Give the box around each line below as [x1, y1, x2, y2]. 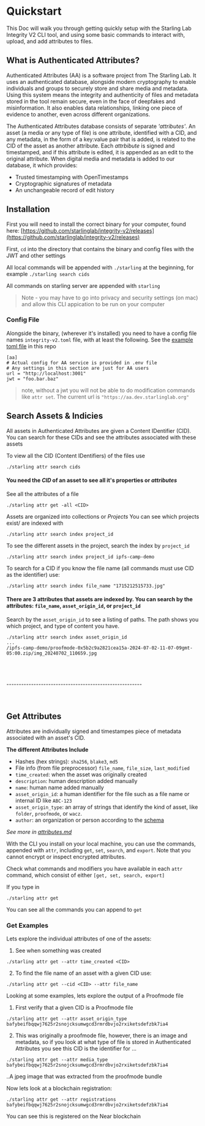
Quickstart [6, 4, 62, 18]
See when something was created [15, 947, 102, 955]
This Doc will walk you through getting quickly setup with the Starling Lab [6, 24, 192, 32]
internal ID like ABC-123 [15, 797, 72, 804]
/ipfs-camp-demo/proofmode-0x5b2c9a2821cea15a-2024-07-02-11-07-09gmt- [6, 645, 193, 651]
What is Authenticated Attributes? [6, 55, 140, 66]
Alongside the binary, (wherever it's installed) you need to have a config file [6, 329, 197, 337]
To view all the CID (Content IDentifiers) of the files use [6, 452, 146, 459]
